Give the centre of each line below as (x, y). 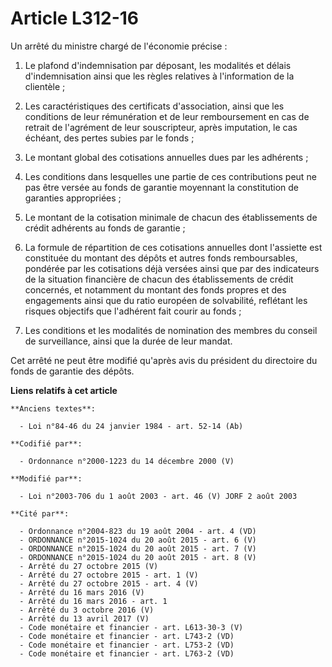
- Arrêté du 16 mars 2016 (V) (82, 592)
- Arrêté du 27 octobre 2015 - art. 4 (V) (109, 583)
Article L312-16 (75, 18)
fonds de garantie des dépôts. (72, 371)
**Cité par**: (40, 513)
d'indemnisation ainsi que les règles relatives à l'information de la (159, 76)
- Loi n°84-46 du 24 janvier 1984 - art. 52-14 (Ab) (131, 426)
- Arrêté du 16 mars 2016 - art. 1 (93, 601)
